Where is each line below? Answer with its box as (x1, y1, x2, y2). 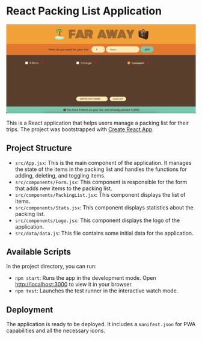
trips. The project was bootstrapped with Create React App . (6, 125, 155, 133)
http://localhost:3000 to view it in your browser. (14, 281, 133, 288)
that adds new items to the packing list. (14, 185, 112, 192)
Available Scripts (6, 247, 71, 257)
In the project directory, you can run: (6, 263, 97, 270)
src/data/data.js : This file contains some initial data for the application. (14, 229, 194, 236)
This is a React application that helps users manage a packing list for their (6, 119, 189, 126)
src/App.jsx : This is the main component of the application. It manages (14, 159, 192, 166)
